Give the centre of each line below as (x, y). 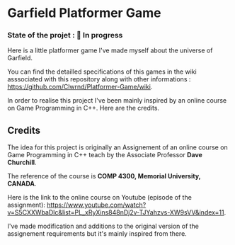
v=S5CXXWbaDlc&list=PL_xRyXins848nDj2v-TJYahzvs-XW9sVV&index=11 (116, 212)
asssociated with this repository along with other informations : (99, 79)
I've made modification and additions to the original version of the (103, 226)
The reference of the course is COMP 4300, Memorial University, (104, 176)
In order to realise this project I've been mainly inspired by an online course (117, 101)
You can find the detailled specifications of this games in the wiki (102, 72)
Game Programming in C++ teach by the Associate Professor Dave (105, 155)
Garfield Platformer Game (84, 13)
